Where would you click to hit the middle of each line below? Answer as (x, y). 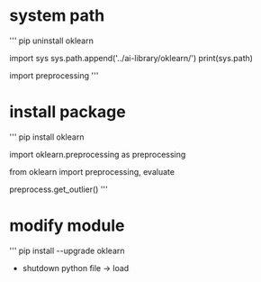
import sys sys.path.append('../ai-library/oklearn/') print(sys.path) (131, 58)
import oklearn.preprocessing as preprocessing (98, 154)
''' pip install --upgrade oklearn (67, 250)
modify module (67, 226)
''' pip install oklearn (47, 137)
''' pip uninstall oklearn (52, 41)
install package (67, 112)
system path (57, 16)
